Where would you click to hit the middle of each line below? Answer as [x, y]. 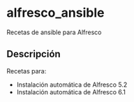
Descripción [33, 54]
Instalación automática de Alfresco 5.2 [72, 85]
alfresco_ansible [55, 13]
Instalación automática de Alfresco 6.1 [71, 92]
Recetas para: [27, 71]
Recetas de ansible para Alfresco [54, 32]
